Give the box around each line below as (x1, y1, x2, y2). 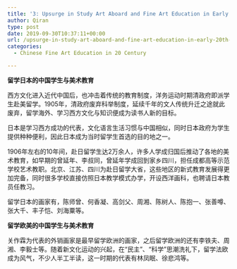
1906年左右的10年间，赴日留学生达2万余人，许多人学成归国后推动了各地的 (7, 147, 224, 156)
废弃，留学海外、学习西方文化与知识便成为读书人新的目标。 (7, 108, 181, 117)
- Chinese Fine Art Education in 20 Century (13, 50, 147, 57)
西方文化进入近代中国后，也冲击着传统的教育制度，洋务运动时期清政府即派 (7, 91, 224, 99)
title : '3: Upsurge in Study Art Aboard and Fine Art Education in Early (7, 10, 229, 18)
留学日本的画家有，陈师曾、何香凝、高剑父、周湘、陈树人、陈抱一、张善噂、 (7, 197, 230, 206)
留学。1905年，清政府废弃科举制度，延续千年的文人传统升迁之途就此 (25, 99, 226, 108)
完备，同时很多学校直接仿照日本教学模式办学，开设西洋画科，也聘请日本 (13, 173, 224, 182)
